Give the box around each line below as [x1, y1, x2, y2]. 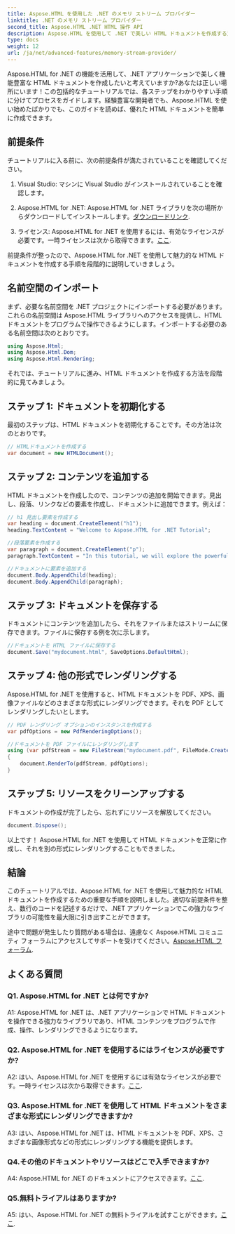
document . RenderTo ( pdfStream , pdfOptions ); [20, 760, 149, 768]
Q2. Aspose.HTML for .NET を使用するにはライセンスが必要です [7, 1044, 225, 1054]
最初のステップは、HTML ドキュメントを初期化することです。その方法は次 [7, 420, 222, 428]
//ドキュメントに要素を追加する [7, 565, 87, 572]
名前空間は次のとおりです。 [13, 328, 93, 337]
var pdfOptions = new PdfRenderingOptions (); [7, 728, 142, 735]
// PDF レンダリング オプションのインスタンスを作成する [7, 721, 152, 728]
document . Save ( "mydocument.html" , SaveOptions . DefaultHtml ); [7, 649, 190, 656]
